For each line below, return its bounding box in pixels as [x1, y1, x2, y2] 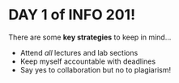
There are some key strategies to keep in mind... [8, 32, 172, 42]
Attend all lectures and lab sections [19, 48, 139, 57]
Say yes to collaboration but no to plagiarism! [19, 64, 172, 74]
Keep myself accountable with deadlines [19, 56, 156, 66]
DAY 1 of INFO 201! [8, 6, 136, 24]
